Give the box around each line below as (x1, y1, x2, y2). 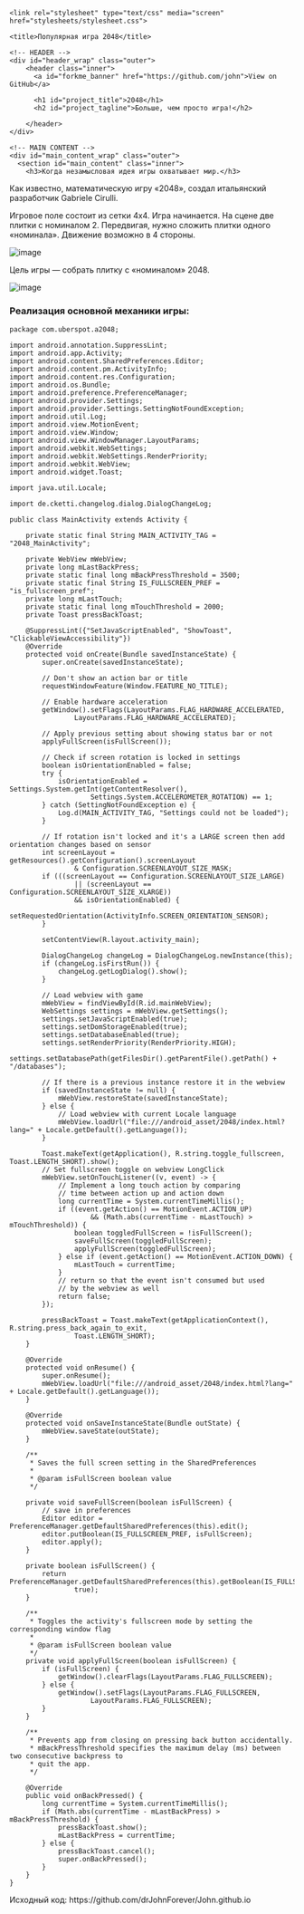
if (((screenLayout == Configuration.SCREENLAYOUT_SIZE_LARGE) (42, 872, 285, 881)
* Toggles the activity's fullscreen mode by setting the (29, 1617, 253, 1626)
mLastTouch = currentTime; (73, 1260, 176, 1270)
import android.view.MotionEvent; (9, 420, 140, 429)
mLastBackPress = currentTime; (57, 1831, 176, 1841)
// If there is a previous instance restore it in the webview (42, 1078, 285, 1087)
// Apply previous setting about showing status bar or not (42, 729, 273, 738)
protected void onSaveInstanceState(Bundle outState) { (25, 1419, 242, 1428)
